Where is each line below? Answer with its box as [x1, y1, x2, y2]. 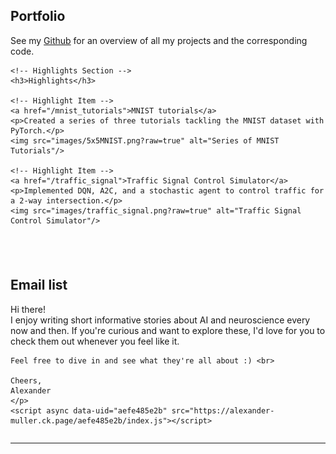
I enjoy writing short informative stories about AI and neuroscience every [10, 314, 311, 326]
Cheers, [10, 375, 43, 386]
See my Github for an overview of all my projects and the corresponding [10, 34, 308, 46]
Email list [10, 277, 68, 294]
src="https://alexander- [171, 405, 275, 416]
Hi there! [10, 303, 46, 315]
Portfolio [10, 8, 66, 25]
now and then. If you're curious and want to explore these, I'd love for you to [10, 324, 326, 336]
